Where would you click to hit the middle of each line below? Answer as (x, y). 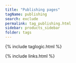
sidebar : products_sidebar (33, 28)
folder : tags (18, 32)
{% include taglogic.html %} (34, 47)
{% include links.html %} (30, 56)
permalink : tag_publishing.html (38, 23)
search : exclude (22, 19)
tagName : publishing (26, 14)
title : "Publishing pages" (33, 10)
